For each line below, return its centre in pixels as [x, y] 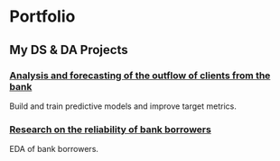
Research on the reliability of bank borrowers [111, 130]
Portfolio [42, 17]
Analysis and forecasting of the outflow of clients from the [140, 76]
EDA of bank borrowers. [54, 149]
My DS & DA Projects [69, 50]
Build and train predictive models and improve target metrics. [123, 106]
